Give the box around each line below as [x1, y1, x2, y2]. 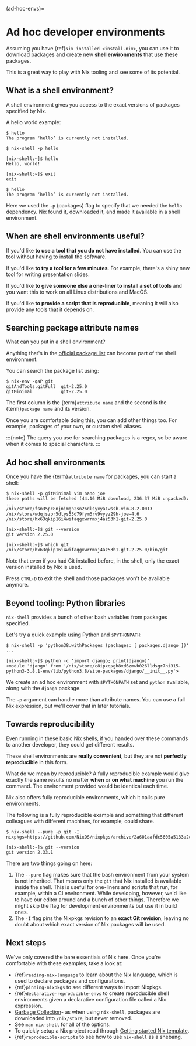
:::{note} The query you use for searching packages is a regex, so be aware [6, 434, 188, 441]
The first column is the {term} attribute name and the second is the [6, 399, 167, 406]
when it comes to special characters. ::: [6, 441, 101, 448]
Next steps [6, 938, 47, 948]
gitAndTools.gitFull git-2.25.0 [6, 384, 87, 390]
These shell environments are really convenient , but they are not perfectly [6, 752, 187, 759]
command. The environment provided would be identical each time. [6, 782, 169, 789]
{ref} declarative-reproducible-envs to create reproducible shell [14, 990, 169, 997]
